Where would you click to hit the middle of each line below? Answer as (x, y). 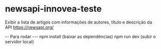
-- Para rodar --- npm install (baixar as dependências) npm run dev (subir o (80, 37)
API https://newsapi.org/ (29, 27)
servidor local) (19, 41)
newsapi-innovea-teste (53, 9)
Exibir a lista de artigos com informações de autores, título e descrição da (79, 22)
